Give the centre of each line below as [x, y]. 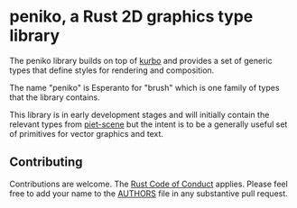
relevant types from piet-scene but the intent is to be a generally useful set [148, 124]
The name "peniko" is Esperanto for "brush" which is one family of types [144, 87]
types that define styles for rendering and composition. [112, 70]
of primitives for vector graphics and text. [87, 133]
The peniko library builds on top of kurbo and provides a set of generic [141, 60]
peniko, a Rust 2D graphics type [131, 17]
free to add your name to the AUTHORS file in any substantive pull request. [149, 193]
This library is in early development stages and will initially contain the [139, 114]
